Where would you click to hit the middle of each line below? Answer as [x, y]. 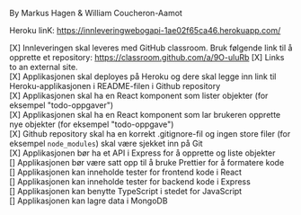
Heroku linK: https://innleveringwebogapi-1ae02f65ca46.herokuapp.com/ [145, 30]
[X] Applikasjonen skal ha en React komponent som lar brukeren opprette [145, 115]
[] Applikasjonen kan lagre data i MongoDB [89, 201]
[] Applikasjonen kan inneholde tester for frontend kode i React [126, 172]
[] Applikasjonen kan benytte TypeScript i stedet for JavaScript [126, 191]
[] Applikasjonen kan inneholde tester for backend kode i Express [130, 182]
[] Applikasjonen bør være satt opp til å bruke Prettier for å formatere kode [147, 162]
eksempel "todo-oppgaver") [62, 105]
